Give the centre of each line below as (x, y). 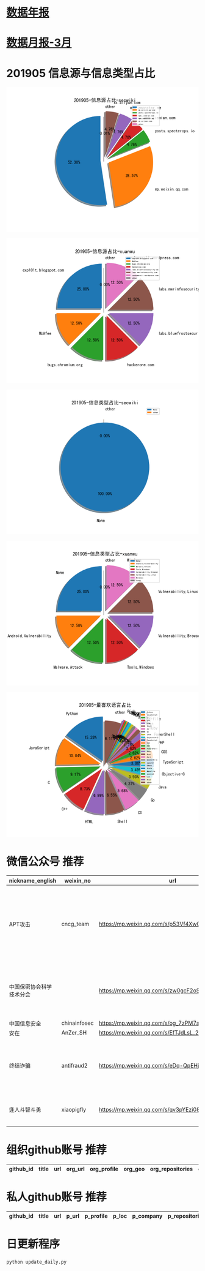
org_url (76, 1169)
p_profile (96, 1216)
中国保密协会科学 (30, 987)
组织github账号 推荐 (56, 1150)
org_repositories (171, 1169)
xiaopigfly (74, 1109)
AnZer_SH (74, 1033)
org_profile (104, 1169)
